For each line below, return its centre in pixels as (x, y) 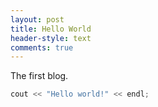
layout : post (37, 19)
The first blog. (39, 76)
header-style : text (51, 38)
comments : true (42, 47)
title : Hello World (51, 29)
